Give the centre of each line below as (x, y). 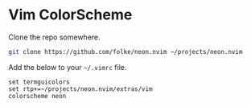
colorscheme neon (37, 96)
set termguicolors (39, 82)
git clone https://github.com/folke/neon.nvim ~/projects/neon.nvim (125, 51)
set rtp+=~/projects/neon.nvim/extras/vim (80, 89)
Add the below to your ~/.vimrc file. (68, 67)
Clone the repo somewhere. (54, 37)
